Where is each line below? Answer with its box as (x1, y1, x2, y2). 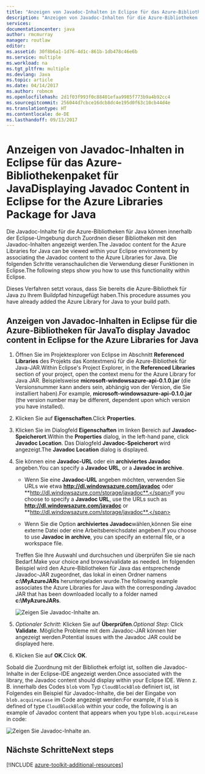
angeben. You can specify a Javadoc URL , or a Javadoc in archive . (15, 464, 184, 471)
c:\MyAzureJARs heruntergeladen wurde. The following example (15, 578, 178, 584)
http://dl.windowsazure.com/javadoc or (24, 502, 129, 509)
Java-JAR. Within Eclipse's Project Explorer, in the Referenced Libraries (15, 364, 195, 371)
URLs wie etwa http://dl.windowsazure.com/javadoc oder (24, 482, 174, 490)
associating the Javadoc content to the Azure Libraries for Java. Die (6, 254, 178, 261)
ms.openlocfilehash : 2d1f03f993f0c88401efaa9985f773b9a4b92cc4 (6, 94, 171, 100)
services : (6, 20, 32, 26)
